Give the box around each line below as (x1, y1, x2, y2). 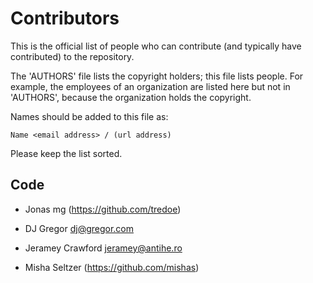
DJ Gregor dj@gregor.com (24, 222, 135, 234)
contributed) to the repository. (10, 50, 135, 62)
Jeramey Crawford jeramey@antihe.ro (24, 242, 183, 254)
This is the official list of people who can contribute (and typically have (10, 40, 302, 52)
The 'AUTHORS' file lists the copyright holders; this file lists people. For (10, 70, 304, 82)
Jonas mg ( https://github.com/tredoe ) (24, 203, 182, 215)
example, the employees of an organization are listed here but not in (10, 80, 291, 92)
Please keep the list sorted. (10, 147, 123, 159)
